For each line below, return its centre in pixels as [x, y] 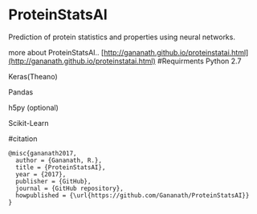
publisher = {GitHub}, [53, 181]
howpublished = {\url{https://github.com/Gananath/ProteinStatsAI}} [133, 195]
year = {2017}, [41, 174]
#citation [23, 139]
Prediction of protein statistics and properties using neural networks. [122, 37]
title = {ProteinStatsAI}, [61, 167]
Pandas [21, 92]
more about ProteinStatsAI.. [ [56, 52]
